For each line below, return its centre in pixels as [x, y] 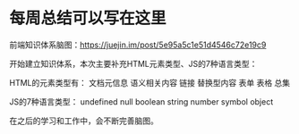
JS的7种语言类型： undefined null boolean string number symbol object [141, 101]
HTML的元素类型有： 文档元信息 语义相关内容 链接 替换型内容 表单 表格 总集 [150, 82]
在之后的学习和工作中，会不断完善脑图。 [84, 121]
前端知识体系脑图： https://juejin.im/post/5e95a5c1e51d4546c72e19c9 [138, 45]
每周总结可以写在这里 [88, 18]
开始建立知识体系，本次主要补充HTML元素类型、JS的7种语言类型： [133, 63]
